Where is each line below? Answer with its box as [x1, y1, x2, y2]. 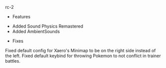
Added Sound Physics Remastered [12, 23, 83, 29]
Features [12, 14, 31, 19]
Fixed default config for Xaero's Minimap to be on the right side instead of [5, 48, 156, 53]
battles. [5, 58, 21, 64]
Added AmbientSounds [12, 29, 60, 34]
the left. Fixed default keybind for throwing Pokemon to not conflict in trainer [5, 53, 161, 59]
